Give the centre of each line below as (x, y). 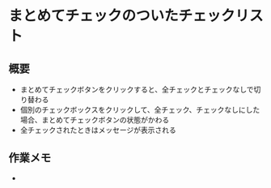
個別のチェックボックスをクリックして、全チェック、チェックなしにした (140, 110)
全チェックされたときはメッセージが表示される (98, 130)
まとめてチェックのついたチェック (122, 16)
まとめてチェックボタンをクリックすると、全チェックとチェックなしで (137, 90)
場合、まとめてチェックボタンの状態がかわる (95, 120)
